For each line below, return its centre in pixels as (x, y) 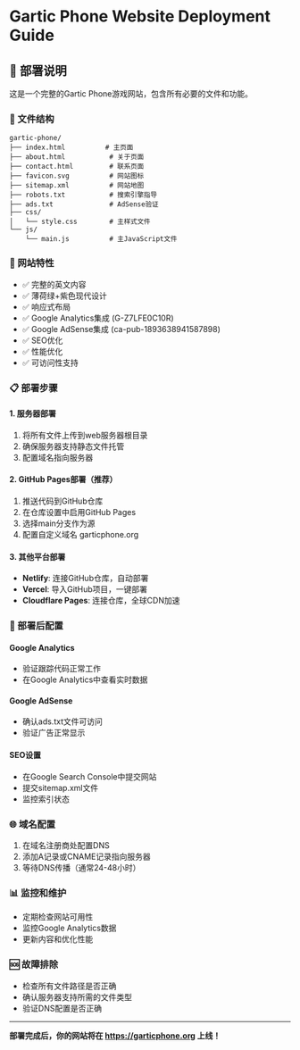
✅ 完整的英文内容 (54, 284)
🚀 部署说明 (38, 70)
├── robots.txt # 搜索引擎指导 (83, 195)
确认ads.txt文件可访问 (62, 721)
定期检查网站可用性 (58, 917)
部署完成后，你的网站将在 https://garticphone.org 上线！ (115, 1035)
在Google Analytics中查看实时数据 (85, 679)
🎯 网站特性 (32, 263)
